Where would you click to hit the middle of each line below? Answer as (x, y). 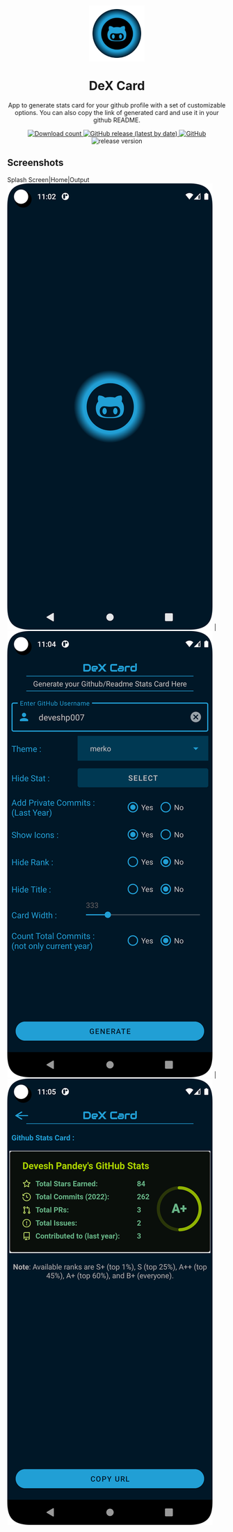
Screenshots (35, 163)
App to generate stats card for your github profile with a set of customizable (117, 105)
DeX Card (117, 86)
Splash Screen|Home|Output (48, 179)
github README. (117, 120)
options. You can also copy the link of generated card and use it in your (117, 112)
